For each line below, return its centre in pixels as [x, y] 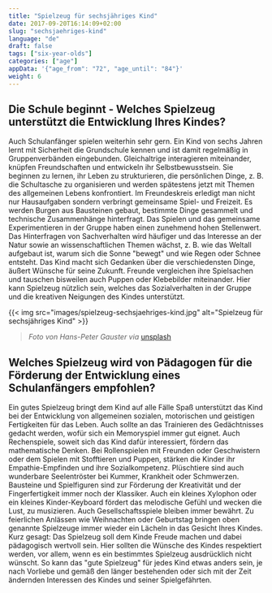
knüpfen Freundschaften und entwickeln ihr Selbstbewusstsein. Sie [121, 167]
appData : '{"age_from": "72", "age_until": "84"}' [96, 69]
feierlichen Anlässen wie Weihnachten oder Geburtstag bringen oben [124, 520]
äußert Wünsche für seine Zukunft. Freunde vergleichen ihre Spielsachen [131, 271]
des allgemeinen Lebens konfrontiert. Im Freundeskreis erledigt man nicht [132, 193]
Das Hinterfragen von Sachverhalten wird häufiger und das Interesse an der [135, 236]
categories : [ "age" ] [43, 62]
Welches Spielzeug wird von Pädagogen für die [131, 362]
